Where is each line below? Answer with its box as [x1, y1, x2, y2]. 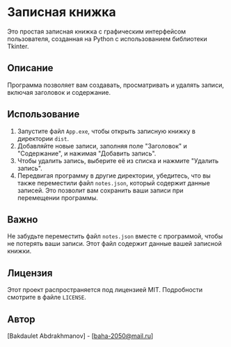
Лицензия [7, 267, 53, 279]
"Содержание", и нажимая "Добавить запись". [17, 149, 157, 157]
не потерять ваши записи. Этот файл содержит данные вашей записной [7, 240, 222, 248]
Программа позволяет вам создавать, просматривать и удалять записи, [7, 81, 224, 89]
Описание [7, 62, 54, 74]
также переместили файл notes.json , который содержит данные [17, 178, 210, 187]
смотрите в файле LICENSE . [7, 293, 87, 302]
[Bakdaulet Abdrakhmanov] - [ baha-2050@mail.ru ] [7, 332, 154, 340]
